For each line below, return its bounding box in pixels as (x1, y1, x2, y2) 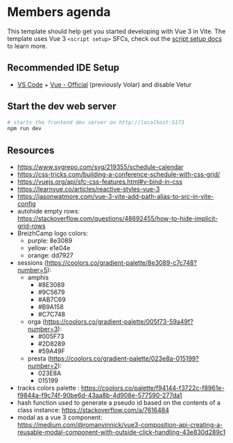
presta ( (27, 354, 51, 363)
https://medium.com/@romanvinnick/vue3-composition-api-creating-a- (17, 421, 223, 429)
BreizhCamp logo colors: (17, 229, 88, 238)
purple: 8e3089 (27, 236, 73, 245)
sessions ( (17, 259, 47, 267)
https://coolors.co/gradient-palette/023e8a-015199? (49, 354, 199, 363)
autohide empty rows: (17, 207, 80, 216)
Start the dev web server (7, 101, 116, 112)
